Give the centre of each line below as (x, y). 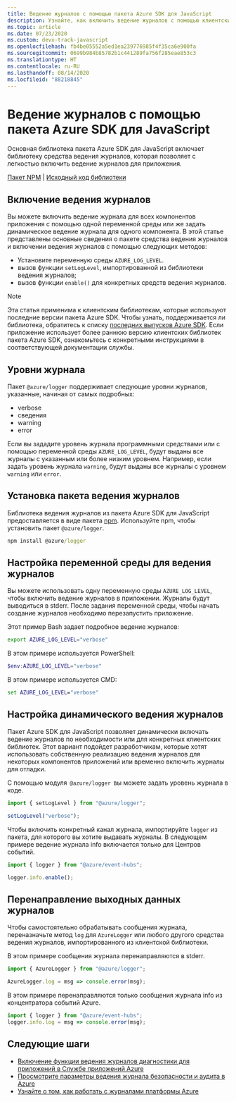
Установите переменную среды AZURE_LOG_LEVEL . (91, 260)
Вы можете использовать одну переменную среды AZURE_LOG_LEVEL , (110, 591)
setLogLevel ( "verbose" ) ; (44, 816)
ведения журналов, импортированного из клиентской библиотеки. (108, 943)
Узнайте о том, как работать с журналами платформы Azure (108, 1091)
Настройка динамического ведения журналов (115, 715)
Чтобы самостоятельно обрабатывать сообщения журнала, (97, 927)
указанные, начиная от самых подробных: (71, 394)
